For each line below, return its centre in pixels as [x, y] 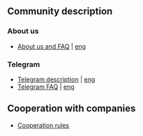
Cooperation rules [43, 125]
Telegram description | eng [56, 79]
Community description [60, 11]
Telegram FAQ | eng [46, 87]
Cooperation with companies [71, 109]
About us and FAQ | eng [51, 46]
